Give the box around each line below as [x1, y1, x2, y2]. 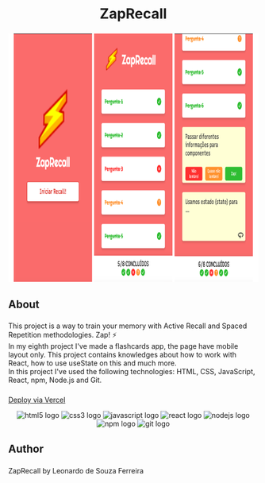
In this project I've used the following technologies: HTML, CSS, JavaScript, [8, 367, 255, 377]
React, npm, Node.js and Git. [8, 375, 102, 385]
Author [8, 442, 44, 455]
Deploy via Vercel [8, 395, 66, 405]
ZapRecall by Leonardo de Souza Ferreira [8, 466, 144, 475]
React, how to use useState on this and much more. [8, 358, 177, 368]
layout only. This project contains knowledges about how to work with [8, 350, 236, 360]
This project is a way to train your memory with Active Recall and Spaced [8, 321, 248, 330]
